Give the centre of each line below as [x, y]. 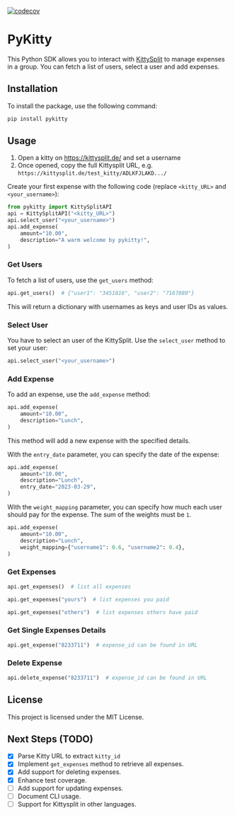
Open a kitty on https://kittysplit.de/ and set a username [99, 158]
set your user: [28, 348]
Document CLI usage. [49, 796]
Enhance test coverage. [52, 780]
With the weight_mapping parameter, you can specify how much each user [115, 507]
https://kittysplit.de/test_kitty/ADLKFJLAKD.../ [92, 173]
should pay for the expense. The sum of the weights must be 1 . [99, 515]
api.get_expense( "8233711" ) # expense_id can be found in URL [103, 645]
